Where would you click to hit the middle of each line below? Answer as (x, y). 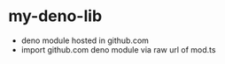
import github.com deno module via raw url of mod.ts (118, 49)
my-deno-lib (55, 16)
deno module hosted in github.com (85, 40)
